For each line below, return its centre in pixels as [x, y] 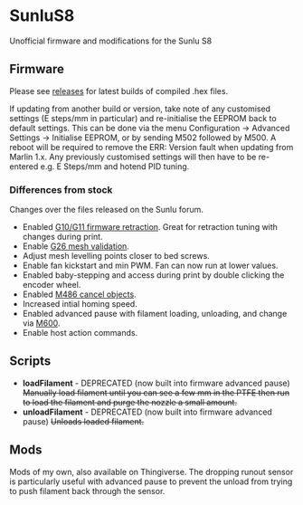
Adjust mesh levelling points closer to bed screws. [116, 256]
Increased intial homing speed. [80, 304]
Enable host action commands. [80, 333]
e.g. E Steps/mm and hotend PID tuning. [115, 166]
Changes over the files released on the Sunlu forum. [106, 210]
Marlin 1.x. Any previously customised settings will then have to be [133, 157]
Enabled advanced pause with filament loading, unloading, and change [155, 314]
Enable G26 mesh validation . [76, 246]
